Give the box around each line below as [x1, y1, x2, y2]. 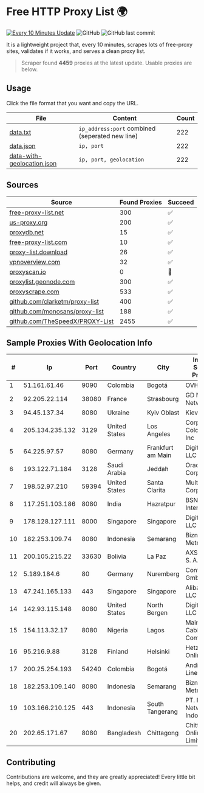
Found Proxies [119, 198, 162, 206]
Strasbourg [146, 395, 179, 403]
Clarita [146, 486, 166, 495]
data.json [9, 141, 36, 150]
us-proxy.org [9, 218, 48, 226]
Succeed [168, 198, 194, 206]
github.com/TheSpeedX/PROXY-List [9, 317, 114, 326]
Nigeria [107, 626, 129, 635]
